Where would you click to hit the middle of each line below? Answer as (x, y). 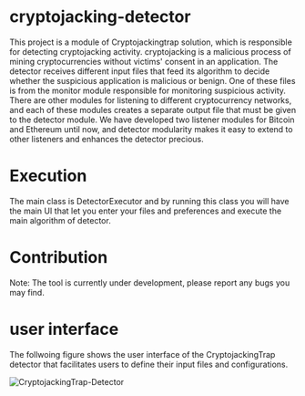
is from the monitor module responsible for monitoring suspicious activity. (148, 90)
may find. (27, 292)
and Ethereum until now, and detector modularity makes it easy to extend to (151, 129)
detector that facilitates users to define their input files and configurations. (149, 364)
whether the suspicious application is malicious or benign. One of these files (152, 80)
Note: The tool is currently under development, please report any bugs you (150, 282)
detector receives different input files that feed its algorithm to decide (140, 71)
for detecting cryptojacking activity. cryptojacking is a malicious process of (150, 51)
